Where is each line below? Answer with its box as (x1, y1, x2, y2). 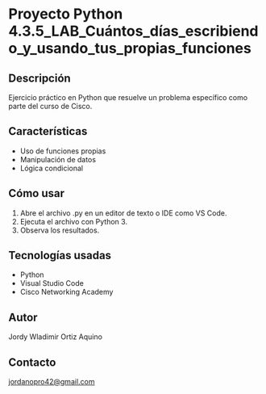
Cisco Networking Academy (19, 287, 114, 297)
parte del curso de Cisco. (8, 102, 93, 111)
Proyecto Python (8, 5, 123, 23)
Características (8, 124, 88, 138)
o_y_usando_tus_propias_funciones (8, 40, 251, 57)
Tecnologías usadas (8, 249, 111, 262)
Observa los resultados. (19, 225, 100, 235)
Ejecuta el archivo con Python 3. (19, 216, 127, 226)
